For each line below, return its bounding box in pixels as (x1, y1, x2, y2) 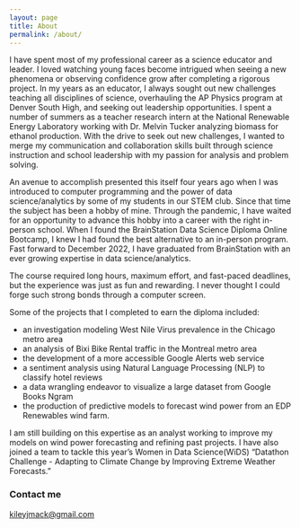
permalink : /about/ (9, 30, 83, 39)
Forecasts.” (9, 466, 51, 477)
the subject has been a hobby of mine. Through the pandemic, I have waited (9, 206, 292, 216)
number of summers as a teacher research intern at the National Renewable (9, 111, 290, 122)
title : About (9, 22, 58, 31)
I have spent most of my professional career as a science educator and (9, 55, 272, 66)
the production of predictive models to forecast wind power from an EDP (22, 400, 292, 411)
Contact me (9, 488, 62, 501)
